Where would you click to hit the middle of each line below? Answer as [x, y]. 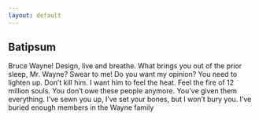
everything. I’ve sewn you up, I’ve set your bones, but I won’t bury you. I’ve [130, 100]
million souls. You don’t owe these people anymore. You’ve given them [123, 91]
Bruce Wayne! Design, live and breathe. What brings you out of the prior [125, 66]
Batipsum [32, 47]
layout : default [35, 15]
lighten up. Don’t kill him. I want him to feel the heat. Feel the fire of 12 [121, 82]
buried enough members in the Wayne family [81, 107]
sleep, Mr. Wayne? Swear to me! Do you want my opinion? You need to [123, 75]
